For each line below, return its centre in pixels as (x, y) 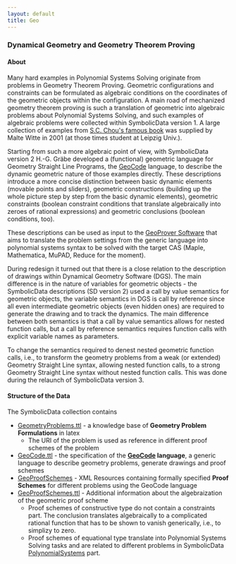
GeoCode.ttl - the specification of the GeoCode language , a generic (117, 455)
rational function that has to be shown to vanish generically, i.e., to (124, 522)
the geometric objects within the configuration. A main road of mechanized (116, 100)
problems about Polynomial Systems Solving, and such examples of (106, 115)
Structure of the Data (39, 396)
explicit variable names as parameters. (63, 336)
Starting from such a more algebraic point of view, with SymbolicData (108, 151)
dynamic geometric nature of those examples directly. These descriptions (114, 174)
